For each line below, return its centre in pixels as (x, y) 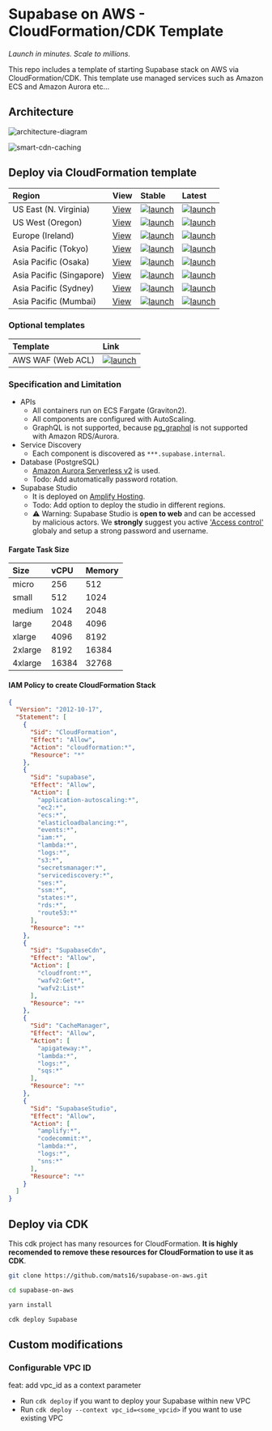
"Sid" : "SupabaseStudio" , (73, 1108)
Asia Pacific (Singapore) (59, 274)
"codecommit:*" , (65, 1139)
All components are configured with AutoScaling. (114, 419)
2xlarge (27, 650)
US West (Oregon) (47, 222)
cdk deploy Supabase (43, 1319)
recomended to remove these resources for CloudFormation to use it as (131, 1252)
